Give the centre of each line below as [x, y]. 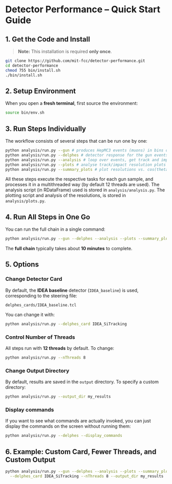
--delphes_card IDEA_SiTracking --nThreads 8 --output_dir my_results [87, 476]
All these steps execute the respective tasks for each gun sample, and [79, 179]
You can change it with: [30, 314]
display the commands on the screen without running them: [68, 426]
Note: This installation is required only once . [65, 51]
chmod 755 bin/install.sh [33, 70]
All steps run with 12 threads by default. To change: [60, 348]
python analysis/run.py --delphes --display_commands [64, 436]
